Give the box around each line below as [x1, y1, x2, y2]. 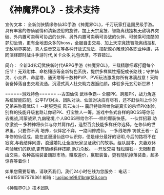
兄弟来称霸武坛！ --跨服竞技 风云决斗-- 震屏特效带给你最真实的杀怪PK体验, [5, 103, 156, 109]
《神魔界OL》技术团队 [5, 185, 50, 191]
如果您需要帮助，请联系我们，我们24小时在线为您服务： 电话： [5, 168, 132, 174]
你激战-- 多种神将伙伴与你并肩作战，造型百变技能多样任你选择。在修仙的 [5, 121, 151, 127]
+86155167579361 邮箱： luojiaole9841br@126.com [5, 174, 107, 180]
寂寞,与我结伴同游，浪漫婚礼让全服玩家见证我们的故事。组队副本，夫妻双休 [5, 139, 156, 145]
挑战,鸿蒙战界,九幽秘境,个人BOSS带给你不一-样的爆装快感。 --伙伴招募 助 [9, 115, 157, 121]
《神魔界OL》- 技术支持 [5, 4, 100, 16]
